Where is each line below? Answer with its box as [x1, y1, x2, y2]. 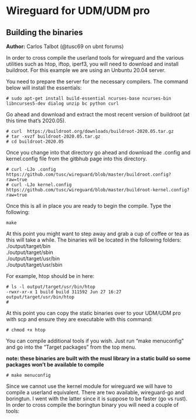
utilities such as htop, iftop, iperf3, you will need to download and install [6, 60, 179, 67]
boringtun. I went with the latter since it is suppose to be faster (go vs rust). [6, 395, 188, 402]
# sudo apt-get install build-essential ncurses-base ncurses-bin [6, 95, 171, 101]
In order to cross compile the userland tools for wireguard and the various [6, 54, 184, 61]
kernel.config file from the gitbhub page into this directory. [6, 155, 147, 162]
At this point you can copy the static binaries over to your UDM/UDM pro [6, 310, 181, 317]
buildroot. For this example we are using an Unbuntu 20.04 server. [6, 67, 166, 74]
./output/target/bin [6, 243, 51, 249]
